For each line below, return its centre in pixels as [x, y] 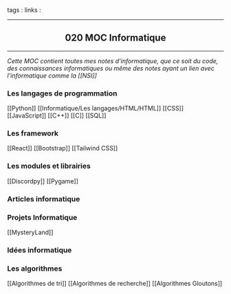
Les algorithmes [35, 269]
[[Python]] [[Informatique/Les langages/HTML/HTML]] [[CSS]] [96, 109]
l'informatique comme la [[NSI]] [52, 76]
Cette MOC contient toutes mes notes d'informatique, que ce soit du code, [113, 60]
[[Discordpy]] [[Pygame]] [43, 181]
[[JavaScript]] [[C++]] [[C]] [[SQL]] [57, 115]
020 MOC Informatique [115, 38]
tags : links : [24, 10]
